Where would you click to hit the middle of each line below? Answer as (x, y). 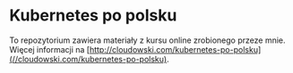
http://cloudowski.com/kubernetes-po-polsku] (175, 49)
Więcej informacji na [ (50, 49)
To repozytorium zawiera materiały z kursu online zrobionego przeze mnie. (147, 40)
